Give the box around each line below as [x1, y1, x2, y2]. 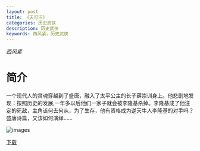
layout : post [6, 8, 39, 15]
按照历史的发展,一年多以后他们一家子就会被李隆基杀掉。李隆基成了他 [16, 100, 186, 107]
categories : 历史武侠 [6, 20, 57, 26]
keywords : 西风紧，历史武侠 [6, 31, 68, 37]
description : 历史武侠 [6, 25, 59, 32]
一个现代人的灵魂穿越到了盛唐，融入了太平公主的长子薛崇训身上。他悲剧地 [6, 92, 189, 99]
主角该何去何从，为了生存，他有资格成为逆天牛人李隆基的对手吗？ [32, 107, 194, 114]
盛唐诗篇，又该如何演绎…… [6, 115, 73, 122]
